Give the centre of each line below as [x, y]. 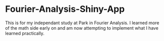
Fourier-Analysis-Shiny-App [65, 9]
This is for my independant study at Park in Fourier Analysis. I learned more [82, 23]
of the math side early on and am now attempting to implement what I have [82, 28]
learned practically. [25, 33]
